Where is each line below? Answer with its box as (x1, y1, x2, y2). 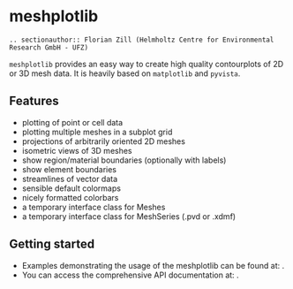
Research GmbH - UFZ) (9, 42, 89, 52)
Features (9, 94, 59, 109)
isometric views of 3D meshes (21, 145, 132, 156)
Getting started (9, 237, 95, 252)
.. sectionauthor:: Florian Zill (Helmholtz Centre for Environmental (9, 35, 274, 44)
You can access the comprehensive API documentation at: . (21, 270, 240, 280)
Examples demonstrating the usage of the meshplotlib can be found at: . (21, 260, 285, 270)
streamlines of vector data (21, 173, 118, 184)
